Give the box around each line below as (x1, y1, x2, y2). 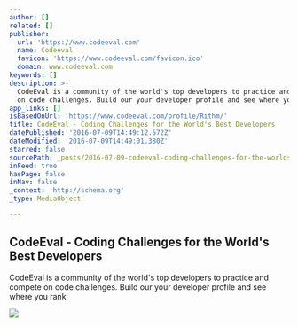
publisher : (9, 29, 50, 38)
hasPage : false (9, 169, 66, 178)
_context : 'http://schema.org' (9, 186, 125, 195)
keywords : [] (9, 71, 58, 80)
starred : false (9, 144, 66, 153)
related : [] (9, 21, 53, 30)
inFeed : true (9, 161, 58, 170)
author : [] (9, 12, 50, 22)
